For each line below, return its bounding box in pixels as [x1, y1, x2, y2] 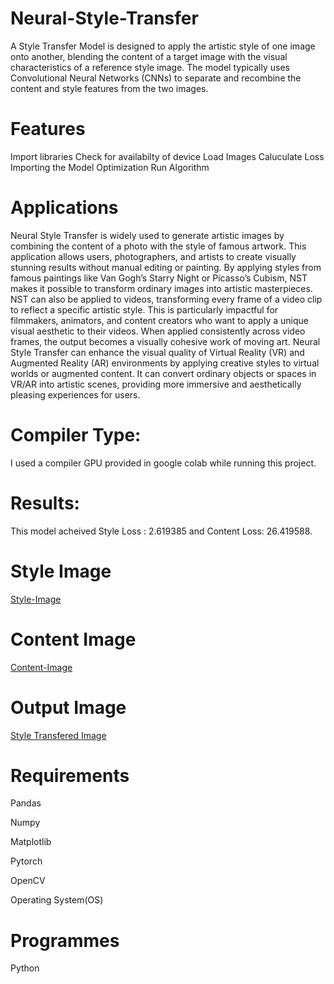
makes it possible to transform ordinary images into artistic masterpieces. [10, 282, 313, 294]
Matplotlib [10, 836, 52, 848]
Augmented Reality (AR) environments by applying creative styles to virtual [10, 357, 320, 369]
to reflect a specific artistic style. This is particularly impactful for [10, 303, 279, 316]
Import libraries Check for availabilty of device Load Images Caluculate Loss [10, 150, 325, 162]
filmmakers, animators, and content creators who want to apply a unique [10, 314, 309, 326]
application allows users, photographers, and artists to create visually [10, 250, 297, 262]
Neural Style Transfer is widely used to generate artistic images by [10, 229, 285, 241]
